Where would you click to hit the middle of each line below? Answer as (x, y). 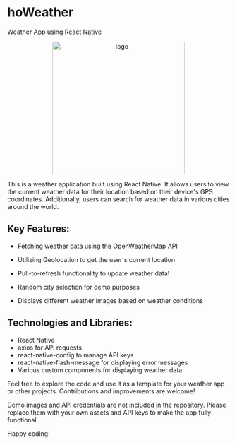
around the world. (33, 206)
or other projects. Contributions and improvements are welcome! (101, 391)
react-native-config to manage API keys (75, 355)
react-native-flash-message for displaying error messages (103, 362)
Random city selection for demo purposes (78, 287)
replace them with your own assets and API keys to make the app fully (109, 412)
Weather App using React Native (55, 32)
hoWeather (41, 12)
